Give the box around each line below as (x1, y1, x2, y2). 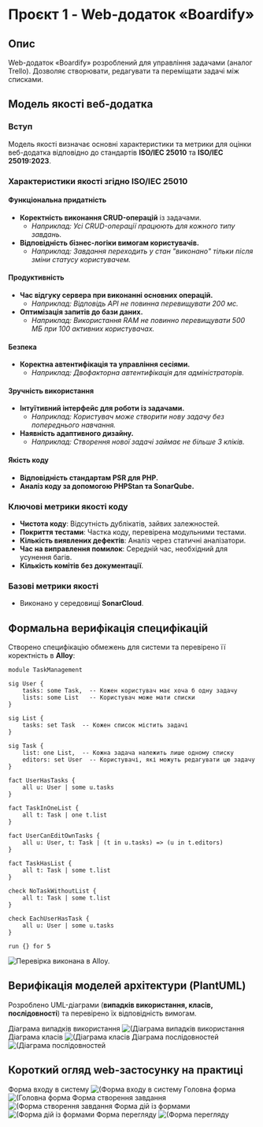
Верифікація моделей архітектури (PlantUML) (8, 979, 246, 993)
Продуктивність (8, 272, 65, 282)
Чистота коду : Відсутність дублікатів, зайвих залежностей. (19, 519, 220, 528)
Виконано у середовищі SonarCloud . (19, 599, 144, 608)
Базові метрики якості (8, 580, 99, 592)
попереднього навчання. (31, 420, 117, 430)
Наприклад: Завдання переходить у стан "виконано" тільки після (31, 246, 254, 256)
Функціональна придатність (8, 195, 107, 205)
